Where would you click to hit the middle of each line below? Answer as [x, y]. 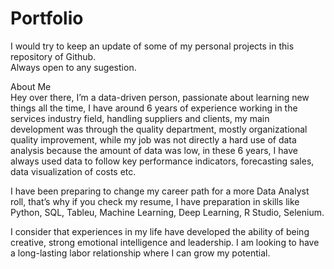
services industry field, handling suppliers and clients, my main [140, 118]
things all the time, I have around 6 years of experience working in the [154, 108]
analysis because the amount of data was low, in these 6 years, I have [154, 150]
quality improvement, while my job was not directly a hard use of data [153, 139]
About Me [31, 86]
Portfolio [47, 18]
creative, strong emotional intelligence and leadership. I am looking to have [165, 242]
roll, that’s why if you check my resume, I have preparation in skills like [155, 201]
